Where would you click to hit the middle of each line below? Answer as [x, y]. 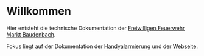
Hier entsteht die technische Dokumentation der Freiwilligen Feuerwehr [96, 28]
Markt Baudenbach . [31, 34]
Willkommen [39, 11]
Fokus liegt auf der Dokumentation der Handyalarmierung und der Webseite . [102, 46]
